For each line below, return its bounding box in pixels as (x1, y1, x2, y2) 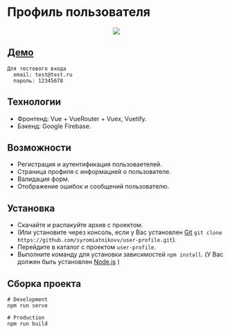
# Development (7, 296, 48, 303)
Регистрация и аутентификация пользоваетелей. (17, 160, 163, 168)
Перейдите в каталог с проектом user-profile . (17, 243, 157, 252)
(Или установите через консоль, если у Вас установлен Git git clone (17, 228, 222, 236)
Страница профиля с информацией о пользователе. (17, 168, 172, 176)
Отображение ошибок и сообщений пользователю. (17, 182, 170, 191)
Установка (7, 202, 55, 214)
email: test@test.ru (13, 71, 73, 78)
